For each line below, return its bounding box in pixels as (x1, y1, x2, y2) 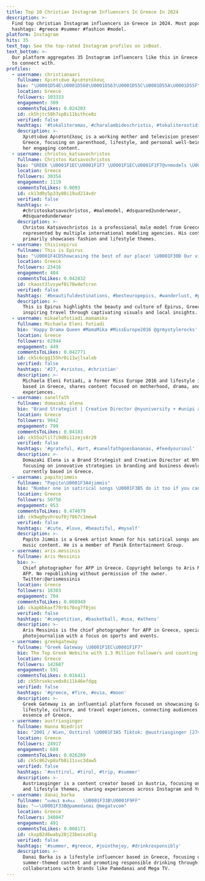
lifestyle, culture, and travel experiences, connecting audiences (22, 707, 198, 713)
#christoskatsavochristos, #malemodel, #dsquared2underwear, (22, 207, 182, 214)
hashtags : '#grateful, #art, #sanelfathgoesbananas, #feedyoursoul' (17, 446, 195, 452)
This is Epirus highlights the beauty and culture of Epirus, (22, 304, 184, 310)
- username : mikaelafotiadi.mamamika (12, 315, 108, 322)
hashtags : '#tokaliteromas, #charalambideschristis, (17, 123, 154, 129)
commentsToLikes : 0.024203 (17, 105, 86, 112)
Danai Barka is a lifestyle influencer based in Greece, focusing (22, 854, 195, 860)
